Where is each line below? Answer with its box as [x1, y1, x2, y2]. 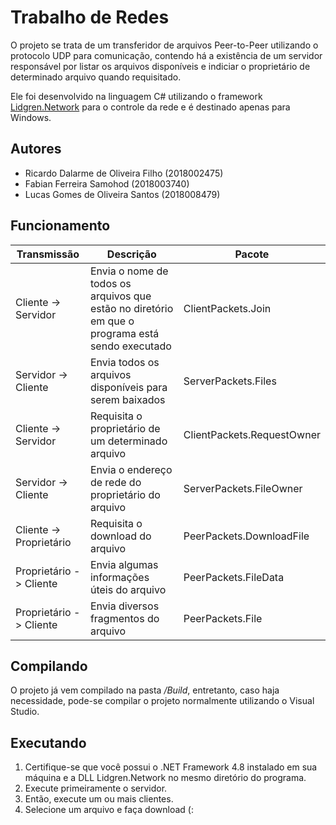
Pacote [234, 247, 270, 261]
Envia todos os [89, 355, 160, 369]
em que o [89, 314, 135, 328]
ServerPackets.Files [183, 374, 277, 388]
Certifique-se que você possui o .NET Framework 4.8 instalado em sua [24, 761, 318, 773]
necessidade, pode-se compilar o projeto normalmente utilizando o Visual [10, 695, 315, 707]
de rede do [89, 475, 142, 489]
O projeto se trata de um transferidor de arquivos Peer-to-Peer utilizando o [10, 39, 319, 51]
